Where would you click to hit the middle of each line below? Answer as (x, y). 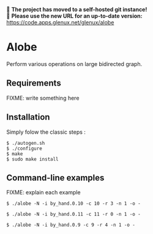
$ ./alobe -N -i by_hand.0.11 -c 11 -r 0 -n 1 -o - (73, 214)
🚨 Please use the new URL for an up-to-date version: (74, 16)
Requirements (34, 83)
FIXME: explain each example (43, 192)
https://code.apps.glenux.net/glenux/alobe (60, 22)
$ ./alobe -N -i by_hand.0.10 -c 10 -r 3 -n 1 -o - (73, 204)
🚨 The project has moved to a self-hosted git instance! (77, 9)
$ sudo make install (33, 159)
